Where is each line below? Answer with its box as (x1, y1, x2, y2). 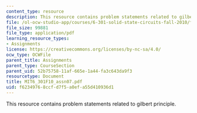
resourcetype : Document (6, 73, 64, 79)
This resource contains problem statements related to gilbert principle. (6, 100, 176, 107)
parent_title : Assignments (6, 57, 72, 63)
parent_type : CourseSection (6, 62, 75, 69)
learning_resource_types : (6, 36, 69, 41)
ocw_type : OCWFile (6, 52, 51, 58)
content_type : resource (6, 8, 64, 15)
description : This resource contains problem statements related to (6, 14, 177, 20)
